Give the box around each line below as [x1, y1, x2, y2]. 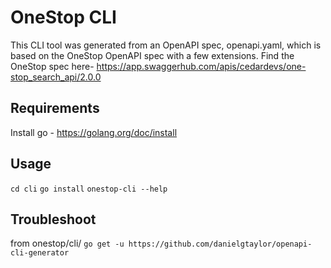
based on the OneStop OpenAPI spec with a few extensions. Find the [10, 49, 295, 61]
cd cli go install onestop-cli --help [10, 184, 168, 194]
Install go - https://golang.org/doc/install [10, 126, 178, 138]
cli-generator [10, 248, 70, 258]
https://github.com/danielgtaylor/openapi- [128, 239, 313, 250]
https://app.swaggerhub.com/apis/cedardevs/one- [96, 60, 307, 72]
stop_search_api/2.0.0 [10, 71, 102, 83]
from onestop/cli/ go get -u [10, 237, 125, 250]
